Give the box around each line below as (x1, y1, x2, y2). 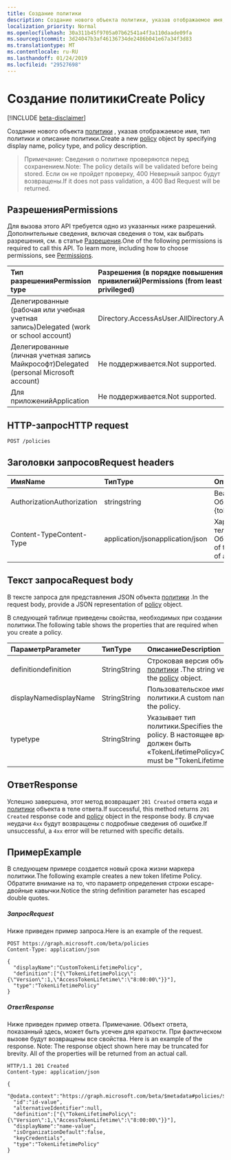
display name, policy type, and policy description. (7, 142, 148, 150)
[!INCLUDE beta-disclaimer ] (7, 113, 86, 122)
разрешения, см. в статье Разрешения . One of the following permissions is (7, 237, 223, 245)
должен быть (146, 738, 191, 748)
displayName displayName (10, 692, 95, 702)
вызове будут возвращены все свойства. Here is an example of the (7, 1035, 203, 1043)
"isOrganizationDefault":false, (13, 1129, 107, 1136)
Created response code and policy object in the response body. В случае (7, 812, 214, 820)
